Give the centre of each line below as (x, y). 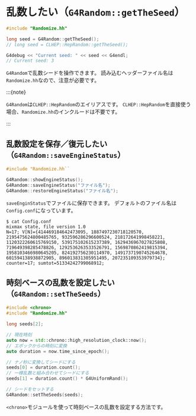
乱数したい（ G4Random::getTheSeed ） (96, 12)
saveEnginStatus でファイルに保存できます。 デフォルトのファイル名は (91, 203)
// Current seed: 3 (30, 61)
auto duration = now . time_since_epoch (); (58, 351)
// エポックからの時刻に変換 (37, 346)
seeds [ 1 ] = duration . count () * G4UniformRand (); (67, 379)
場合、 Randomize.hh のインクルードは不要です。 (63, 112)
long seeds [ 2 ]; (25, 324)
